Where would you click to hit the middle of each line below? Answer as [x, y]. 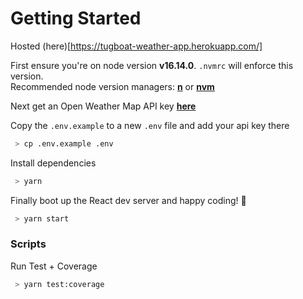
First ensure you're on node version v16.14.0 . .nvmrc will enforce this [152, 65]
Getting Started [76, 18]
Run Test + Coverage [54, 266]
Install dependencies [53, 163]
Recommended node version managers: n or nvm [112, 86]
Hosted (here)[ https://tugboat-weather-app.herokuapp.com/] [136, 46]
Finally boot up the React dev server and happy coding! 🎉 [128, 200]
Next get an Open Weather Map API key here [103, 106]
